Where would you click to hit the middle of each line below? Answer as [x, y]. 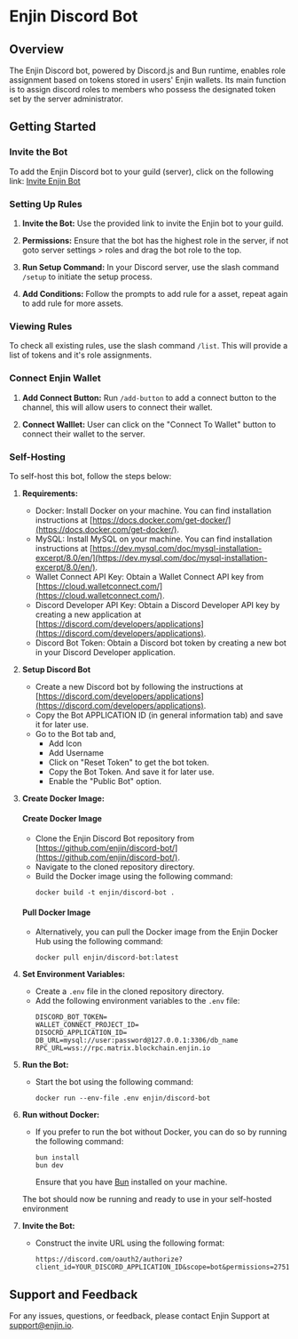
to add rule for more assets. [73, 303]
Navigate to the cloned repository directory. [115, 867]
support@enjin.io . [42, 1326]
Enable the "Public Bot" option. [105, 781]
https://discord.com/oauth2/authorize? [109, 1260]
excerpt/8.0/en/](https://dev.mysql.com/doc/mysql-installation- [151, 557]
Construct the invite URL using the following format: [129, 1243]
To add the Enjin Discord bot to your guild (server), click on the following [141, 172]
